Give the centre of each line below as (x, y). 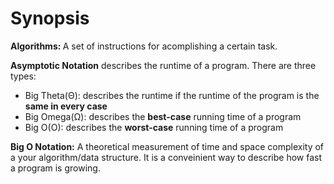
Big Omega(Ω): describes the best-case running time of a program (163, 116)
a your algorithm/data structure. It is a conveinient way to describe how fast (166, 157)
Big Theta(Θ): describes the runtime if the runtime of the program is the (172, 95)
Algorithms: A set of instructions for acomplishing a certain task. (144, 46)
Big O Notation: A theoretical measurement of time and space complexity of (167, 146)
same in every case (66, 106)
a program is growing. (55, 168)
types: (23, 76)
